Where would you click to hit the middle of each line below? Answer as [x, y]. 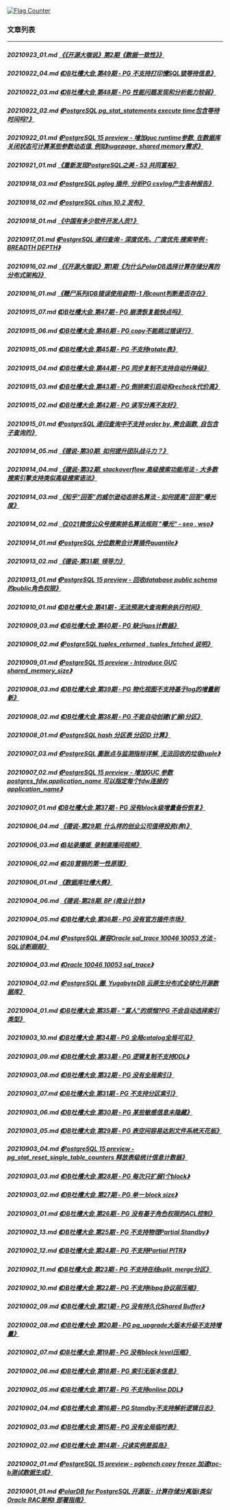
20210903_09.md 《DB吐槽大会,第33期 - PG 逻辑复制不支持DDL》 [98, 1056]
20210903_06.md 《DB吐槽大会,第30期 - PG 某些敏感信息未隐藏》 [100, 1112]
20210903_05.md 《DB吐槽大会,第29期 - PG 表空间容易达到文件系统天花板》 [115, 1131]
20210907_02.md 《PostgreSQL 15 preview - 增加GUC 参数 [90, 772]
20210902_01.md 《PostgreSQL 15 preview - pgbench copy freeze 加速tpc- [115, 1464]
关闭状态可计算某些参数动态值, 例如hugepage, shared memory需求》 [105, 146]
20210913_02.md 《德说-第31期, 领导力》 [66, 561]
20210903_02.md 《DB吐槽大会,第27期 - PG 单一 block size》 [92, 1195]
